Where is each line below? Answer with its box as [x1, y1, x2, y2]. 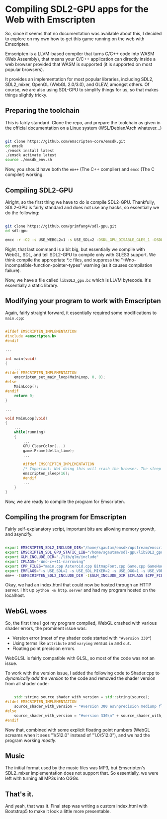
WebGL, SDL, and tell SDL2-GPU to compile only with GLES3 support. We [5, 251, 156, 257]
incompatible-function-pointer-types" [5, 262, 83, 268]
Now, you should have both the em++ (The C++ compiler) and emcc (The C [5, 166, 155, 172]
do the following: [5, 210, 40, 216]
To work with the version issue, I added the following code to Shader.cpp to [5, 670, 160, 676]
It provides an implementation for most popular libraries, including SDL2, [5, 76, 154, 82]
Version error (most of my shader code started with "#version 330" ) [12, 635, 152, 641]
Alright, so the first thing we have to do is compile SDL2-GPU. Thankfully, [5, 199, 156, 205]
